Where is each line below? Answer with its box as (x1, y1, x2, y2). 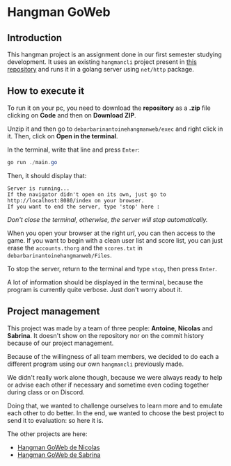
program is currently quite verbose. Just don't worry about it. (7, 285, 183, 294)
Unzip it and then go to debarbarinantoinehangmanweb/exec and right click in (7, 124, 223, 133)
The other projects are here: (7, 429, 88, 438)
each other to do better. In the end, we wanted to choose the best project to (7, 408, 225, 417)
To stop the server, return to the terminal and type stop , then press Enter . (7, 264, 218, 273)
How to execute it (7, 85, 85, 97)
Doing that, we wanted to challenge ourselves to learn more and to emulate (7, 401, 223, 410)
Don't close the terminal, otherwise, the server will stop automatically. (7, 215, 208, 223)
